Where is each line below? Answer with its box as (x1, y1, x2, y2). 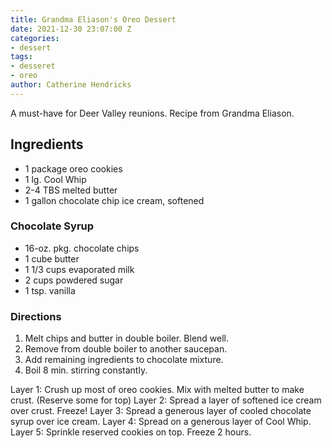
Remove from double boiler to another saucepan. (24, 343, 228, 355)
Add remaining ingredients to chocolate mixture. (24, 354, 224, 366)
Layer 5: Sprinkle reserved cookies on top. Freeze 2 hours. (10, 426, 252, 438)
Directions (10, 309, 62, 323)
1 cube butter (24, 252, 80, 265)
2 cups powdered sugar (24, 274, 124, 286)
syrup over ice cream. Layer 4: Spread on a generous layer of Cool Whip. (10, 416, 312, 428)
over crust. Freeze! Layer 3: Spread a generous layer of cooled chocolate (10, 405, 312, 417)
